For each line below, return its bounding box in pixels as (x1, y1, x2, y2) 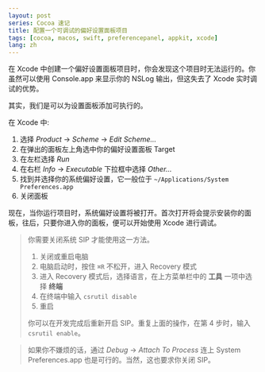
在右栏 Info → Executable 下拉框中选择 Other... (19, 165, 172, 174)
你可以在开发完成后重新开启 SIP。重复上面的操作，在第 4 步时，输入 (27, 319, 252, 328)
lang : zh (8, 41, 37, 49)
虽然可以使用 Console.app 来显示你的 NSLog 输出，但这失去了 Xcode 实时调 (8, 74, 258, 83)
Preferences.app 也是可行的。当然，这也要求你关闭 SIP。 (27, 355, 216, 365)
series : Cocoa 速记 (8, 19, 71, 27)
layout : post (8, 11, 52, 20)
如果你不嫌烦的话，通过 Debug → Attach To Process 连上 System (27, 345, 241, 355)
